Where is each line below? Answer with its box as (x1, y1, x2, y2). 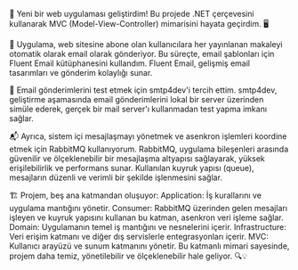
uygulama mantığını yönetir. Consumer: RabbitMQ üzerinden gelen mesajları (9, 203, 287, 213)
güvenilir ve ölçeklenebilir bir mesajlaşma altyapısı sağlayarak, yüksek (9, 153, 265, 164)
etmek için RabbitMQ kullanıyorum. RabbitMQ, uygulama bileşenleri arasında (9, 143, 289, 154)
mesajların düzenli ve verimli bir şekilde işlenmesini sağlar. (9, 172, 222, 183)
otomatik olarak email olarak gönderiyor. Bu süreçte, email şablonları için (9, 49, 275, 59)
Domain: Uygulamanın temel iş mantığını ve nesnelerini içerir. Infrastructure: (9, 222, 286, 232)
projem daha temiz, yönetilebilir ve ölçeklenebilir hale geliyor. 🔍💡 (9, 250, 248, 261)
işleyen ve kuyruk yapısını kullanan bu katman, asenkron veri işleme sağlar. (9, 212, 284, 223)
